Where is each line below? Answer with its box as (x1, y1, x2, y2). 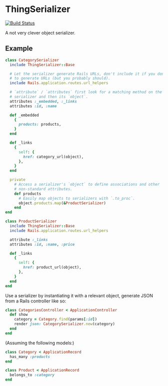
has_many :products (9, 354, 50, 359)
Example (5, 44, 33, 53)
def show (9, 312, 28, 317)
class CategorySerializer (5, 58, 59, 63)
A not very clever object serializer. (5, 30, 76, 36)
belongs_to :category (9, 372, 55, 377)
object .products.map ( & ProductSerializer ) (18, 200, 106, 206)
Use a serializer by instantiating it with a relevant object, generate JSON (5, 292, 153, 298)
